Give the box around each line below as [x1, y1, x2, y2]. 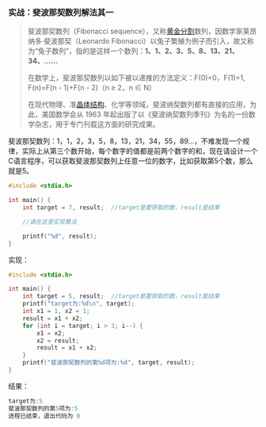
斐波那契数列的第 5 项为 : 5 [8, 404, 78, 413]
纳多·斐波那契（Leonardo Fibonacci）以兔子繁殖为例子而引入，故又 [27, 36, 248, 46]
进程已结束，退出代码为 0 [8, 412, 81, 420]
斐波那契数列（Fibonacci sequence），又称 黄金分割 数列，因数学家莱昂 [27, 26, 257, 36]
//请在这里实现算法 [22, 218, 78, 226]
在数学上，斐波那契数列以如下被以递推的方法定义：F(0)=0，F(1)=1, [27, 73, 245, 82]
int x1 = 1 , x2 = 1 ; [22, 307, 90, 315]
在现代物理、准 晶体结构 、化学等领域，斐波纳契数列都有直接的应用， [27, 100, 250, 109]
